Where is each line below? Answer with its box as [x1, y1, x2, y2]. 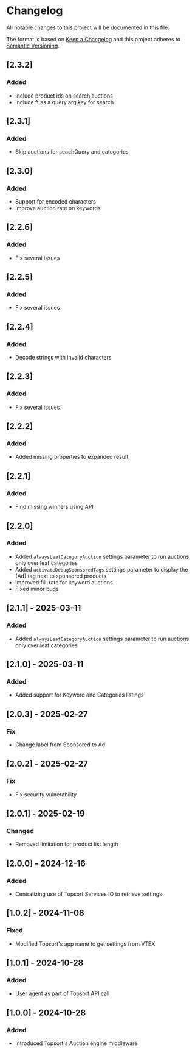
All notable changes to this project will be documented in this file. [6, 24, 170, 31]
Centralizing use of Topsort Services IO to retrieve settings [15, 890, 162, 898]
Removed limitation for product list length [15, 840, 118, 848]
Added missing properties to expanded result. [15, 453, 131, 461]
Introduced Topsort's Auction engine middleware [15, 1040, 138, 1047]
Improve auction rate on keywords [15, 205, 101, 211]
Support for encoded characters [15, 198, 96, 205]
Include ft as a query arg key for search [15, 98, 114, 105]
